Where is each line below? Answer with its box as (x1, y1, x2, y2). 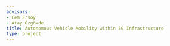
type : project (6, 31, 42, 37)
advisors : (6, 8, 31, 15)
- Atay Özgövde (6, 20, 44, 26)
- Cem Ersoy (6, 14, 36, 20)
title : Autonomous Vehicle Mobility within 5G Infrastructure (6, 25, 164, 32)
